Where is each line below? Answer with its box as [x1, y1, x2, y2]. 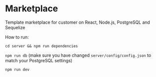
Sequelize [5, 24, 26, 30]
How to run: [5, 34, 29, 40]
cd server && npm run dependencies [5, 43, 78, 48]
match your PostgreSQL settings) [5, 57, 73, 63]
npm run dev [5, 67, 30, 72]
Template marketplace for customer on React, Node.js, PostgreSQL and [5, 19, 150, 25]
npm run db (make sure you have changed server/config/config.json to [5, 52, 152, 58]
